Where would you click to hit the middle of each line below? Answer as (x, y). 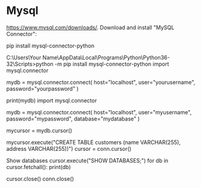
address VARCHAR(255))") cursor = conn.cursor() (69, 148)
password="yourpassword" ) (43, 88)
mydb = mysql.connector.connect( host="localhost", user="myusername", (99, 112)
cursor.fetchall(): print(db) (39, 167)
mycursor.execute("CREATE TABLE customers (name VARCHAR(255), (94, 142)
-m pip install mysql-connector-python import (112, 64)
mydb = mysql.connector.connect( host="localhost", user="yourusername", (101, 82)
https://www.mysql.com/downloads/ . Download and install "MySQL (90, 27)
